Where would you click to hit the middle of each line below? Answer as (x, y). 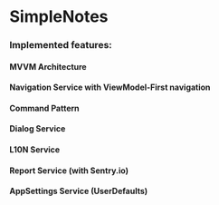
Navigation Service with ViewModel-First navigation (110, 87)
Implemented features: (61, 45)
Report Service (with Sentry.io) (69, 171)
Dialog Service (38, 129)
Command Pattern (44, 108)
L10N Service (35, 150)
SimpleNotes (59, 17)
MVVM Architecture (48, 66)
